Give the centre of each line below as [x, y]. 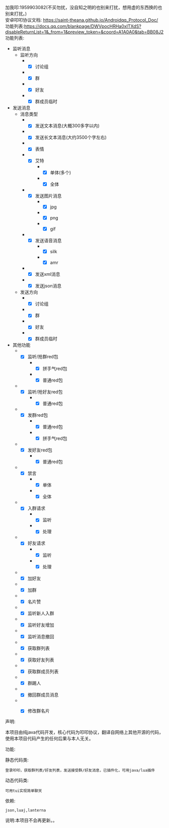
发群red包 [38, 415]
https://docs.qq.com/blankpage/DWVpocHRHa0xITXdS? [83, 26]
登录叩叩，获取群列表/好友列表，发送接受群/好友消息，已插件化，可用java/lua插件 [80, 771]
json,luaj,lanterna [26, 810]
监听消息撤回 [41, 636]
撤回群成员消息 [43, 695]
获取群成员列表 [43, 671]
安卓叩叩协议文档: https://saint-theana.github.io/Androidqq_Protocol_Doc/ [82, 20]
